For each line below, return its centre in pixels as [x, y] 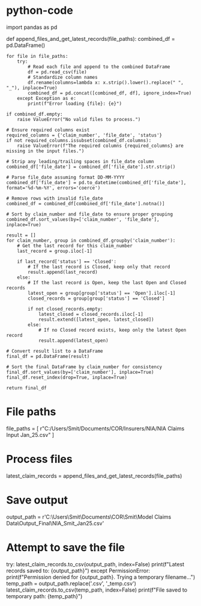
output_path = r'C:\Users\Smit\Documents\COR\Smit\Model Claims [89, 517]
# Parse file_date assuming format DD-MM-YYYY [65, 177]
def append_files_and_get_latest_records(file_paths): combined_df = [91, 39]
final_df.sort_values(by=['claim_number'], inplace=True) [80, 372]
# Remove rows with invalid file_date [55, 198]
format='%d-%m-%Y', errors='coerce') [53, 188]
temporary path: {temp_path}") [44, 596]
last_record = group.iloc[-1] [55, 251]
